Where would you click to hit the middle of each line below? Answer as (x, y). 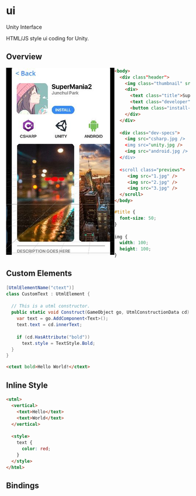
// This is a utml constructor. (51, 306)
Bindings (23, 485)
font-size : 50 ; (138, 218)
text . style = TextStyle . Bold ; (58, 343)
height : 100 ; (135, 249)
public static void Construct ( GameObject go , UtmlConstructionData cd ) (101, 312)
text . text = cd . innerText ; (49, 325)
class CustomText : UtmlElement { (48, 294)
